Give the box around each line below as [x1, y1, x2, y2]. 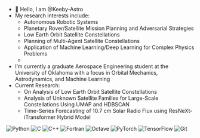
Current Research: [14, 82, 60, 89]
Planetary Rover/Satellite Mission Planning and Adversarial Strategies [23, 24, 194, 32]
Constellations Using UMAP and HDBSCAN [23, 101, 130, 108]
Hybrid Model [57, 114, 91, 121]
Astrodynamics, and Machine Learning [14, 75, 110, 82]
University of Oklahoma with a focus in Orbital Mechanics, [14, 69, 158, 76]
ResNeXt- [168, 108, 193, 114]
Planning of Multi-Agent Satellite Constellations [23, 38, 140, 44]
